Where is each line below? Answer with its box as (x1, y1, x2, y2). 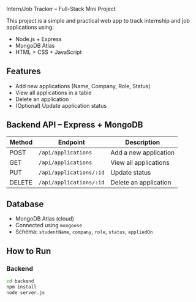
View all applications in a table (15, 89, 92, 96)
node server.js (6, 289, 45, 296)
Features (6, 66, 41, 77)
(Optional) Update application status (15, 102, 107, 109)
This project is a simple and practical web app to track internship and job (6, 17, 190, 24)
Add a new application (110, 148, 175, 157)
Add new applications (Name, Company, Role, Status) (15, 82, 151, 89)
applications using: (6, 24, 54, 31)
